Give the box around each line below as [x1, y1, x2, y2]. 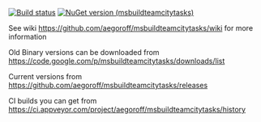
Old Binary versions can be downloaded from [8, 48, 160, 57]
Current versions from [8, 72, 83, 81]
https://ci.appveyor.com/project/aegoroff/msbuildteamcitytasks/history [8, 105, 246, 114]
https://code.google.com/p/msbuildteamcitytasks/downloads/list [8, 57, 225, 65]
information [8, 32, 47, 41]
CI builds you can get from [8, 96, 97, 105]
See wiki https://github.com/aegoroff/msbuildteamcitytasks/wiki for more [8, 23, 254, 32]
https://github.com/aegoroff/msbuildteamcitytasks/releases [8, 81, 208, 90]
